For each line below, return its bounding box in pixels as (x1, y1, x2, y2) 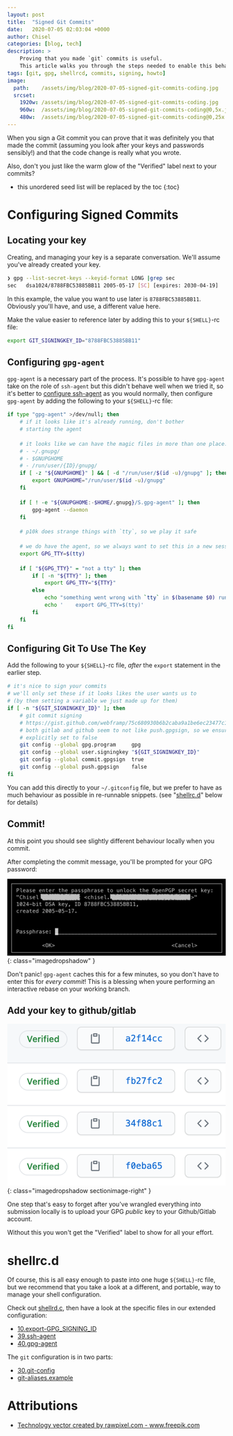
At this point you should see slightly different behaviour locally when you (7, 837, 215, 845)
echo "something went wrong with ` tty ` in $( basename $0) (44, 594, 216, 601)
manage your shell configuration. (7, 1290, 102, 1299)
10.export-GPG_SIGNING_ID (17, 1325, 97, 1333)
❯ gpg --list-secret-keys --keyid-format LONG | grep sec (7, 274, 175, 281)
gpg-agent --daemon (32, 506, 89, 513)
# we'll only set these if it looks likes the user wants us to (7, 690, 197, 697)
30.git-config (17, 1367, 55, 1375)
